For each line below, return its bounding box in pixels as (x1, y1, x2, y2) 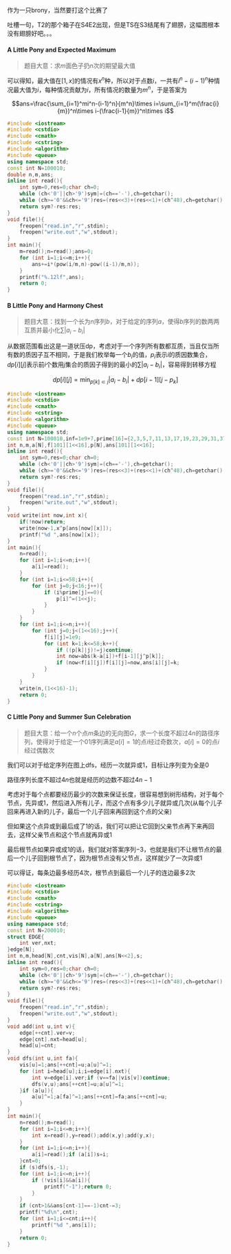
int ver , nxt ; (19, 940, 57, 947)
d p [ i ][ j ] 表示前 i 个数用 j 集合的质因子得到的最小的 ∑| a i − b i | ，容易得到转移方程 (7, 360, 217, 370)
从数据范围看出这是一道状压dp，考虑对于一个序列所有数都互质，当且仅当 (7, 342, 214, 350)
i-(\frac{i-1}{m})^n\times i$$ (95, 106, 174, 115)
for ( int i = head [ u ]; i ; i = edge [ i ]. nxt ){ (19, 1067, 131, 1075)
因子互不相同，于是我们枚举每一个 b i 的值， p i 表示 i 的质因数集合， (30, 351, 212, 360)
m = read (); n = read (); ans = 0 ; (19, 248, 94, 255)
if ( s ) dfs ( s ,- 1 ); (19, 1164, 69, 1171)
